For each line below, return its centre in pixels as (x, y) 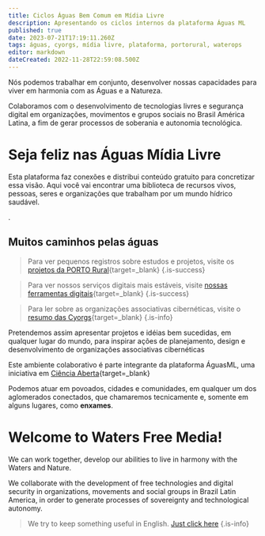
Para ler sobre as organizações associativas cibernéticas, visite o (134, 309)
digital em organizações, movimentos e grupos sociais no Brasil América (127, 114)
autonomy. (25, 508)
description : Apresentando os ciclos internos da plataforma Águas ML (127, 23)
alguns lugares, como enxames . (61, 405)
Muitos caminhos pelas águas (83, 242)
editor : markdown (37, 52)
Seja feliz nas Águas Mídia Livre (115, 155)
